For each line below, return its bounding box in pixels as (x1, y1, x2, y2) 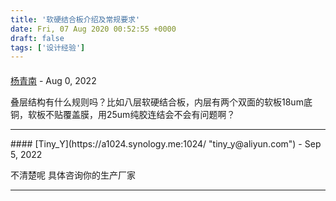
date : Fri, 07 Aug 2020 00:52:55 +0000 (10, 24, 177, 34)
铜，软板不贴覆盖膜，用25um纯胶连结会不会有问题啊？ (10, 108, 236, 120)
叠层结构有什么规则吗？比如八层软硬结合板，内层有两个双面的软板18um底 (10, 96, 313, 108)
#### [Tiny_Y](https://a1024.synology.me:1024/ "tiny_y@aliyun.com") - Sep (10, 137, 322, 150)
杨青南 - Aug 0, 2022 (10, 74, 97, 86)
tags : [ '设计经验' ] (10, 42, 86, 53)
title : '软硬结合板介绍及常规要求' (10, 14, 141, 25)
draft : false (10, 33, 65, 43)
